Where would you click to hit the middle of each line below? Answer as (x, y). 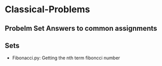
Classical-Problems (48, 9)
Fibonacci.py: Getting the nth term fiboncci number (66, 58)
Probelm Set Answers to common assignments (81, 28)
